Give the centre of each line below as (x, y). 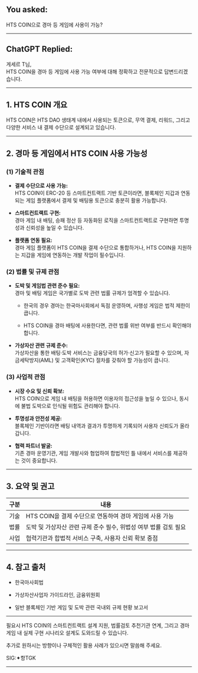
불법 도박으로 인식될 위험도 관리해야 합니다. (71, 406)
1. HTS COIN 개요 (37, 105)
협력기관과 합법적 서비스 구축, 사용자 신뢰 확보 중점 (92, 538)
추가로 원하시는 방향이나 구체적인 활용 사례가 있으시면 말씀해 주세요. (84, 645)
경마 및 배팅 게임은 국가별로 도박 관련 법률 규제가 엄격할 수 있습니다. (92, 293)
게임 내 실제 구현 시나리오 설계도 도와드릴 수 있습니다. (67, 633)
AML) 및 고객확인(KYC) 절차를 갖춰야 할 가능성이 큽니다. (105, 360)
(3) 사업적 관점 (26, 377)
